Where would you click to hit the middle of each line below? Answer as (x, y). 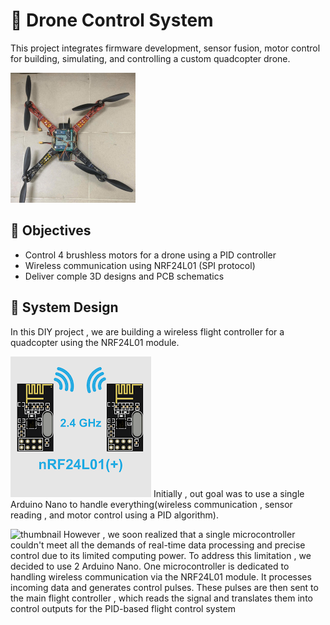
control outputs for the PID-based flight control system (123, 608)
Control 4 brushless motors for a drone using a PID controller (150, 255)
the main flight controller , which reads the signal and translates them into (161, 598)
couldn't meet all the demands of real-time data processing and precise (158, 545)
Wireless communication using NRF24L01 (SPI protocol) (140, 265)
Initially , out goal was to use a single (229, 493)
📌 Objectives (51, 230)
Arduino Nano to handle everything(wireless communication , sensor (151, 504)
